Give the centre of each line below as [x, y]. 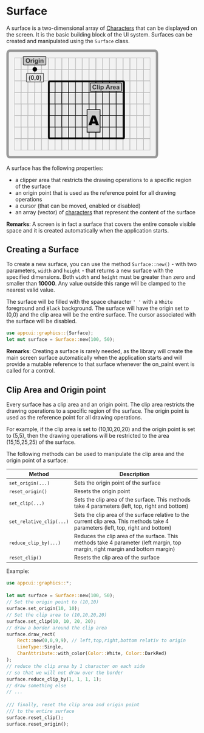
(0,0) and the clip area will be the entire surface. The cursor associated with [101, 315]
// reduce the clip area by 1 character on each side [76, 666]
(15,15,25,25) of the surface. [41, 442]
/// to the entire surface [40, 711]
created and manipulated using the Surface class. [68, 41]
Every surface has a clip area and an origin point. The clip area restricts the [100, 405]
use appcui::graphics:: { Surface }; [50, 333]
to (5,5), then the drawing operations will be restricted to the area [88, 436]
